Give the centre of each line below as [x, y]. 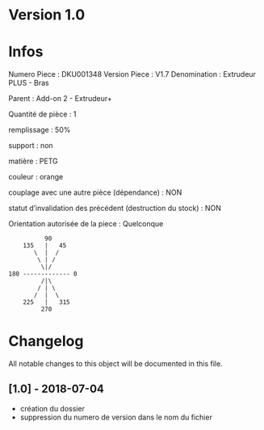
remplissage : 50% [40, 130]
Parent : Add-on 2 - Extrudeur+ [60, 99]
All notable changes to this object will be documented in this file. [116, 364]
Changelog [46, 341]
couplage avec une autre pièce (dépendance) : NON [95, 192]
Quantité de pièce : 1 [42, 114]
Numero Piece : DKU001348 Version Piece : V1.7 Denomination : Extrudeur [132, 74]
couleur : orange [36, 177]
